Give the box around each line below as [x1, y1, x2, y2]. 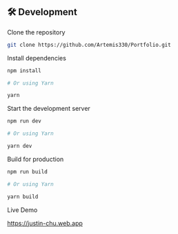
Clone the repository [7, 28, 66, 36]
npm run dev [7, 118, 41, 125]
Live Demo [7, 206, 38, 214]
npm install [7, 67, 41, 74]
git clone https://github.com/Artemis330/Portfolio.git [7, 41, 171, 48]
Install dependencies [7, 54, 67, 62]
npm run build [7, 168, 48, 175]
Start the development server [7, 105, 91, 113]
